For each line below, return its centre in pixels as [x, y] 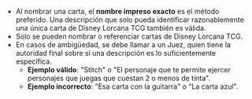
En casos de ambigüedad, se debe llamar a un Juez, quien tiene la [123, 45]
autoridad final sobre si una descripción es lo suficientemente [116, 53]
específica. [34, 61]
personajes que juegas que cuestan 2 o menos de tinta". [119, 78]
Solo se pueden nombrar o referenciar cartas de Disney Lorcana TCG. [129, 36]
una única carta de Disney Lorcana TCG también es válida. [111, 28]
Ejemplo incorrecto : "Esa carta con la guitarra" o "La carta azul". [133, 86]
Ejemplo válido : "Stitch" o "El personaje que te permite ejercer [129, 70]
